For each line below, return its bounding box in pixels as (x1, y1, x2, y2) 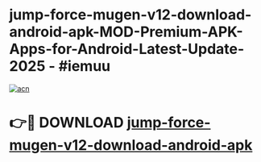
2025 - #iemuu (9, 57, 111, 76)
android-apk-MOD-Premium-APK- (9, 23, 244, 41)
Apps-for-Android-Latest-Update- (9, 40, 245, 58)
